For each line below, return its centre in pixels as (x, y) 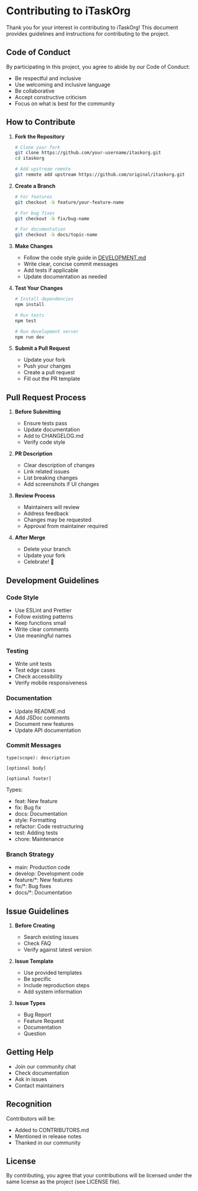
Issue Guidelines (38, 911)
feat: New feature (36, 801)
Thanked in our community (48, 1142)
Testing (17, 650)
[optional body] (26, 768)
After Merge (30, 538)
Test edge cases (35, 670)
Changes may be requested (58, 520)
